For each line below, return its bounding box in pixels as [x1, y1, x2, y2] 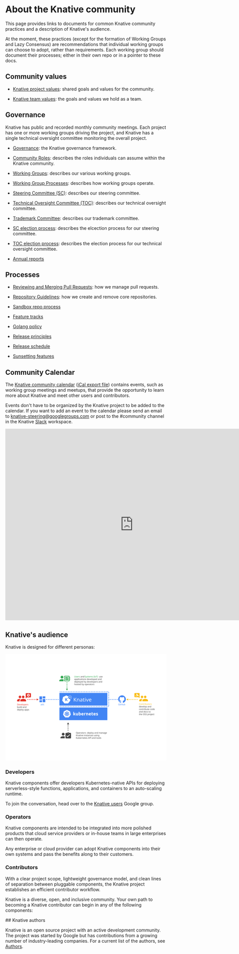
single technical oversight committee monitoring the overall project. [5, 135, 147, 141]
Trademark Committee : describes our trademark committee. [12, 215, 139, 221]
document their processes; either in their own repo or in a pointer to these [5, 52, 161, 58]
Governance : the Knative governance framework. [12, 145, 117, 151]
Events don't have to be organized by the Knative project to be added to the [5, 402, 165, 409]
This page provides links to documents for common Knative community [5, 20, 156, 27]
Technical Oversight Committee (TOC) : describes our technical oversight [12, 200, 166, 206]
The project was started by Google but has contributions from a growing [5, 932, 157, 938]
